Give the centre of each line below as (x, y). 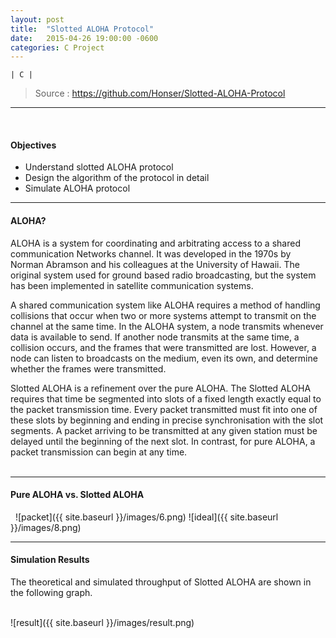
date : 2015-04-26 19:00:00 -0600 (84, 38)
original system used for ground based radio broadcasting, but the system (163, 275)
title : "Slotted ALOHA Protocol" (82, 29)
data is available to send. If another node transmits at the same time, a (155, 337)
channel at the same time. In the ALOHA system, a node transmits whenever (167, 326)
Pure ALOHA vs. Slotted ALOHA (77, 495)
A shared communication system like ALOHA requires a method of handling (165, 305)
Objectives (33, 145)
